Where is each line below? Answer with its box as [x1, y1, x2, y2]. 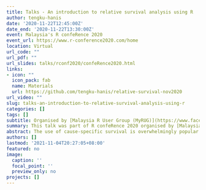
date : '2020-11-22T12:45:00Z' [6, 20, 84, 26]
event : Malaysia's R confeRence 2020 [6, 32, 103, 38]
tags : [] [6, 112, 29, 118]
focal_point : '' [12, 163, 53, 169]
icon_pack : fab [12, 77, 51, 83]
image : [6, 151, 23, 158]
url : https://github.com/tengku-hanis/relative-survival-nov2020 [12, 89, 183, 95]
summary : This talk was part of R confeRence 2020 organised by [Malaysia [6, 123, 202, 129]
